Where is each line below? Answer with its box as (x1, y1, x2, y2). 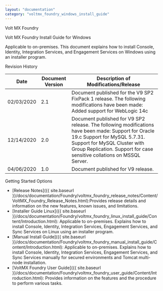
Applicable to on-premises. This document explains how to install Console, (5, 44, 154, 49)
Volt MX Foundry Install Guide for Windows (5, 34, 91, 40)
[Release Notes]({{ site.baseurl (12, 187, 74, 193)
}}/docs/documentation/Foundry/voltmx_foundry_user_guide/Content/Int (12, 270, 157, 275)
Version (44, 81, 63, 88)
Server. (71, 158, 88, 164)
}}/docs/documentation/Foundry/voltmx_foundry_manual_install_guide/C (12, 239, 157, 245)
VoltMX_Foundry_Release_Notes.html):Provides (12, 197, 107, 204)
